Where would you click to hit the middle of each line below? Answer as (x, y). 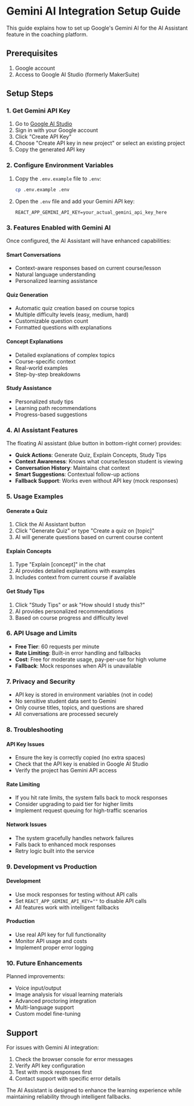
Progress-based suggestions (51, 414)
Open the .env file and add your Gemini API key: (75, 201)
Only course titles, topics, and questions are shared (79, 707)
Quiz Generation (27, 294)
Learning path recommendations (56, 408)
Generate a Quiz (27, 511)
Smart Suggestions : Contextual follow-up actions (77, 474)
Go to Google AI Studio (44, 124)
